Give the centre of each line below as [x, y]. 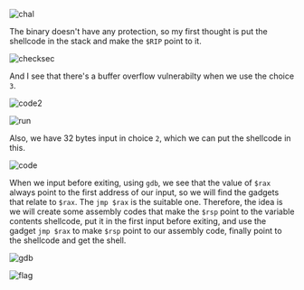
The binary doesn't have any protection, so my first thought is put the [139, 31]
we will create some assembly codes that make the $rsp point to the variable [152, 211]
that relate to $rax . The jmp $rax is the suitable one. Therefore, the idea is [146, 202]
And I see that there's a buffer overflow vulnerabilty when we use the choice [152, 76]
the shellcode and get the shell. [68, 240]
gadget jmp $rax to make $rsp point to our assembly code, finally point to [146, 231]
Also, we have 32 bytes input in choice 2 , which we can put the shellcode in [150, 138]
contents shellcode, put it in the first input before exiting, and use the [138, 221]
